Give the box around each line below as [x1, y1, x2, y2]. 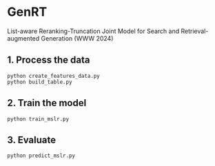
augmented [7, 34, 40, 42]
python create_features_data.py [7, 72, 100, 79]
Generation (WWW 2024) [41, 34, 114, 42]
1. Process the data [7, 54, 90, 66]
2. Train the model [7, 97, 87, 109]
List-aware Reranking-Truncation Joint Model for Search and [7, 27, 180, 35]
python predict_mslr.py [7, 152, 76, 159]
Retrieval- [181, 27, 209, 35]
